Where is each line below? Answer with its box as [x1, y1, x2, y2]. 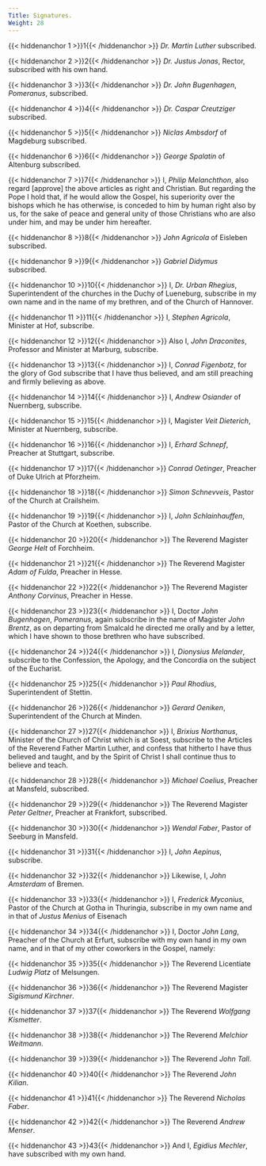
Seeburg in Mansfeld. [8, 831, 78, 841]
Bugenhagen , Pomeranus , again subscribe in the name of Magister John [8, 614, 245, 624]
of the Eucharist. [8, 663, 63, 673]
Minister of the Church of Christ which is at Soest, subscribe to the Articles [8, 735, 253, 744]
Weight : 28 [8, 19, 44, 27]
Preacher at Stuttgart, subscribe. [8, 448, 115, 457]
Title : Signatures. [8, 11, 73, 20]
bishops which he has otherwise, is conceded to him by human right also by [8, 200, 256, 210]
